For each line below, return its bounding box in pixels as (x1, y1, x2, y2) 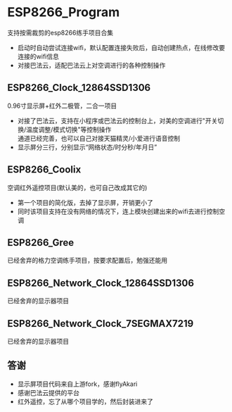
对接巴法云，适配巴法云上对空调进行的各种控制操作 (17, 61, 166, 69)
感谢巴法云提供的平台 (17, 388, 79, 397)
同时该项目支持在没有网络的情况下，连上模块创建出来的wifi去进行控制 (17, 207, 219, 216)
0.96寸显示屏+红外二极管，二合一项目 (7, 101, 117, 110)
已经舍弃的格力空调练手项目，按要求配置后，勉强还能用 (7, 256, 167, 265)
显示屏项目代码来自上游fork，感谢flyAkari (17, 380, 138, 388)
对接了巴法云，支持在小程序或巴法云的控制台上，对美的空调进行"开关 (17, 116, 218, 125)
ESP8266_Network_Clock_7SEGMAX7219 (7, 318, 194, 330)
